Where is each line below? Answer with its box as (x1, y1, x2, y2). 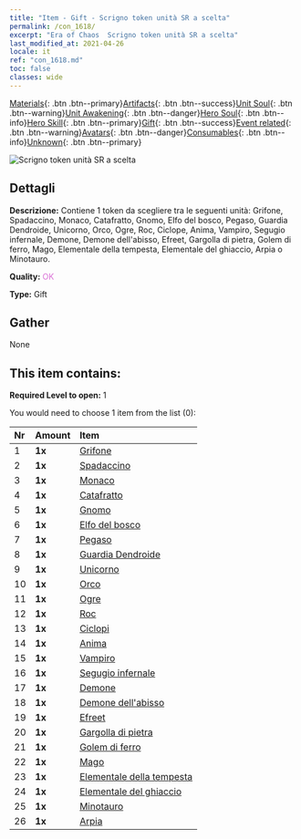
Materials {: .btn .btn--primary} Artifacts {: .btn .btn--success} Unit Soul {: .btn (9, 98, 294, 109)
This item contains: (9, 366, 121, 381)
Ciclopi (78, 622, 109, 635)
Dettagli (9, 181, 56, 196)
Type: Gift (9, 288, 47, 299)
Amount (35, 430, 71, 442)
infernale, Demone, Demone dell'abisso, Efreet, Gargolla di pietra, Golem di (9, 233, 292, 244)
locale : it (9, 47, 51, 57)
